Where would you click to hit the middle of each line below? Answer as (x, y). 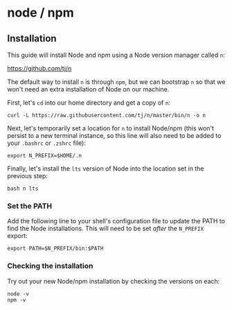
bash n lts (23, 189)
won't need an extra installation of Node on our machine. (88, 89)
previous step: (28, 176)
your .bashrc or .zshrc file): (47, 143)
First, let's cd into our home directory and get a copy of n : (89, 103)
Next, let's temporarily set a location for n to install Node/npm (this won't (111, 128)
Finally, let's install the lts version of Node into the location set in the (106, 169)
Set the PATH (30, 206)
